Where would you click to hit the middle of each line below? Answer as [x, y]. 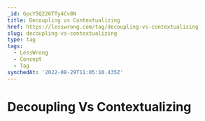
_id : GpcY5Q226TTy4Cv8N [42, 14]
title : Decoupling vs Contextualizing [64, 20]
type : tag [22, 40]
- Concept [28, 59]
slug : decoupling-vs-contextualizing [62, 33]
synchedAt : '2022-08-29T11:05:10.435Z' [65, 72]
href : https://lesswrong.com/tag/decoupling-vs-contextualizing [103, 27]
